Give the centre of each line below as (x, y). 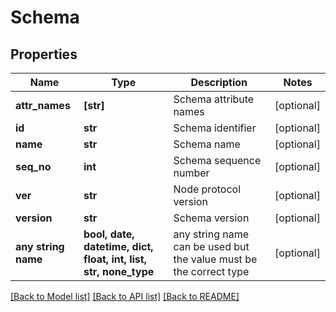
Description (219, 82)
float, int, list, (115, 259)
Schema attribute (214, 99)
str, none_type (119, 271)
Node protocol (207, 189)
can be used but (211, 246)
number (191, 173)
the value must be (215, 259)
